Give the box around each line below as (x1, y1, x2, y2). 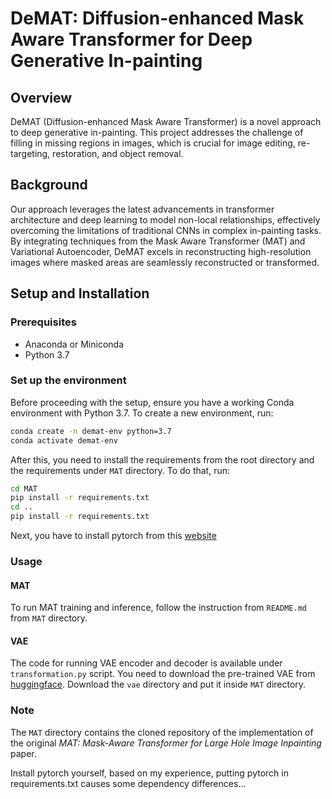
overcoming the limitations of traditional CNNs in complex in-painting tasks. (10, 224, 322, 236)
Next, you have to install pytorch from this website (10, 530, 217, 542)
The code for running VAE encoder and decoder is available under (10, 657, 283, 669)
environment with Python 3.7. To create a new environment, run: (10, 407, 274, 419)
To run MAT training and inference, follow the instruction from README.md (10, 602, 307, 614)
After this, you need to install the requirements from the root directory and (10, 453, 315, 466)
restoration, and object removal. (52, 148, 184, 159)
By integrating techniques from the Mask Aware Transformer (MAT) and (10, 235, 306, 247)
